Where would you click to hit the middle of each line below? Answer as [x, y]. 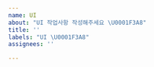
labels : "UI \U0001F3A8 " [49, 37]
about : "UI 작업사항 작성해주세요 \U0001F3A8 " [77, 23]
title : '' [24, 30]
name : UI [22, 15]
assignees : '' [31, 44]
